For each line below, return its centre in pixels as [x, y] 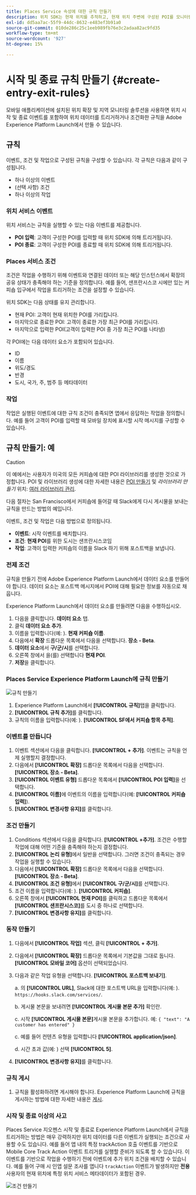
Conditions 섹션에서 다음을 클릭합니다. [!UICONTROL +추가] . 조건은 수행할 [101, 839]
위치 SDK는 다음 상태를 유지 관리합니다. [51, 302]
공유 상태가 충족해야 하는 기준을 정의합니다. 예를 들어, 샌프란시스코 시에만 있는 [95, 282]
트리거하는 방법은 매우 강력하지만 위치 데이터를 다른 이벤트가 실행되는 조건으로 [95, 1137]
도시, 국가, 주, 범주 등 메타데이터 [51, 383]
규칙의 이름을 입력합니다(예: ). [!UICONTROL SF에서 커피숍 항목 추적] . [94, 720]
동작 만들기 [21, 929]
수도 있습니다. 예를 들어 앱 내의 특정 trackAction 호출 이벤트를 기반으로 [97, 1144]
